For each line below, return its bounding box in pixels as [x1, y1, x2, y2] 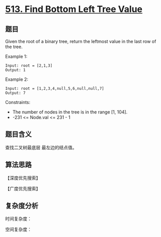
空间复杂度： [5, 226, 32, 232]
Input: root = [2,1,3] [5, 63, 53, 68]
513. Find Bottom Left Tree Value [5, 4, 143, 15]
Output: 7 [5, 90, 26, 95]
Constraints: [5, 99, 31, 105]
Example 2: [5, 76, 29, 82]
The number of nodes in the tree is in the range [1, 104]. [12, 109, 128, 115]
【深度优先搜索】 [5, 175, 41, 181]
